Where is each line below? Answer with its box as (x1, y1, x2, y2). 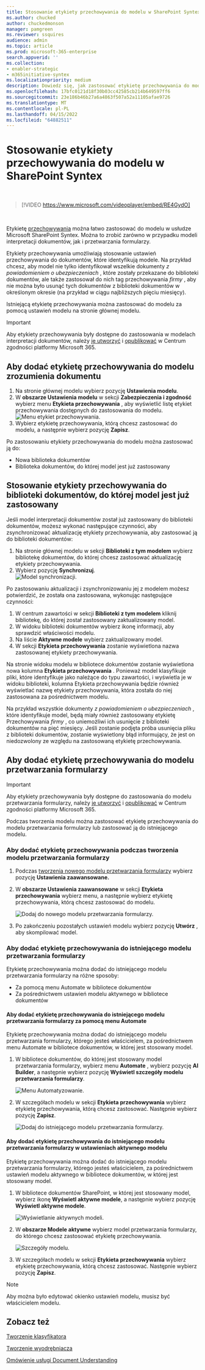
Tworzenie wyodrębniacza (6, 1345, 73, 1352)
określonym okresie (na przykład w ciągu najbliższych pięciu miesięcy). (6, 288, 187, 296)
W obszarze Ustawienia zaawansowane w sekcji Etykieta (15, 885, 164, 893)
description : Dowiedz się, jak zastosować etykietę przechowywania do (6, 83, 190, 89)
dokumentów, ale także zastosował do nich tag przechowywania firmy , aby (6, 276, 196, 283)
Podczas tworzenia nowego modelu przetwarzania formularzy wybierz (15, 867, 193, 874)
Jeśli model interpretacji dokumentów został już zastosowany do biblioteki (6, 516, 193, 523)
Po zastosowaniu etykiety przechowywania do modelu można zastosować (6, 438, 193, 445)
